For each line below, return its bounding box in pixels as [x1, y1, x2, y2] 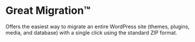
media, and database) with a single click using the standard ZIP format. [5, 29, 177, 36]
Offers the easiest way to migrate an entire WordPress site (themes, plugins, [5, 23, 190, 30]
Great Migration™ [5, 4, 90, 17]
